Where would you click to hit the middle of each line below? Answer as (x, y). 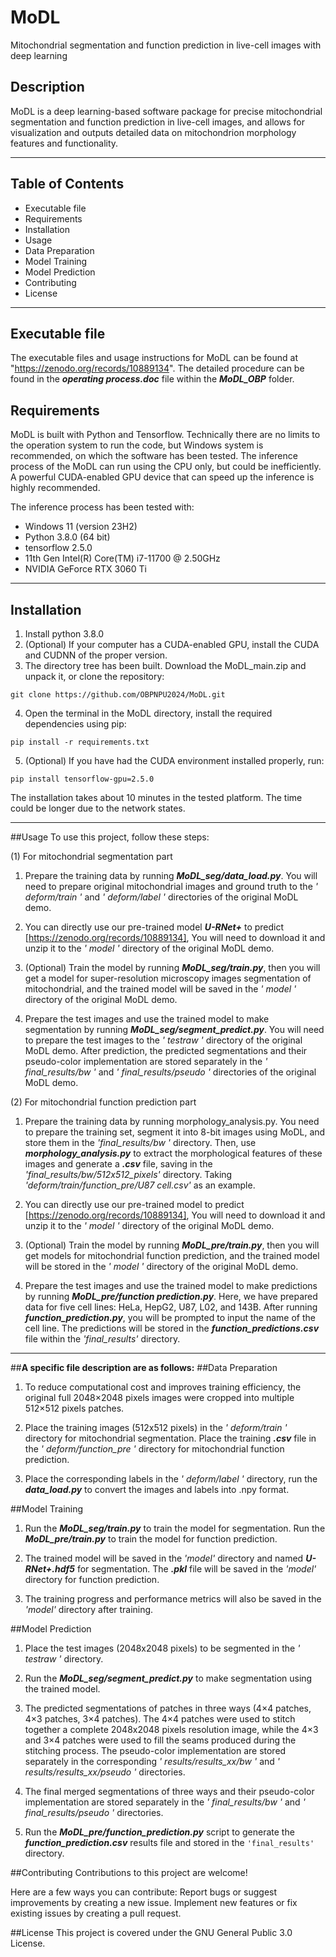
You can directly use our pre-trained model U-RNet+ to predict (154, 927)
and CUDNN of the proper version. (96, 655)
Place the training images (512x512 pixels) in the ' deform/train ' (156, 1427)
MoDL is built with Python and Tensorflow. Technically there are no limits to (165, 435)
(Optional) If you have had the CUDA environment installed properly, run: (174, 760)
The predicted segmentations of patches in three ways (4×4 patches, (168, 1708)
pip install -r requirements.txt (80, 742)
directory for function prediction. (92, 1579)
